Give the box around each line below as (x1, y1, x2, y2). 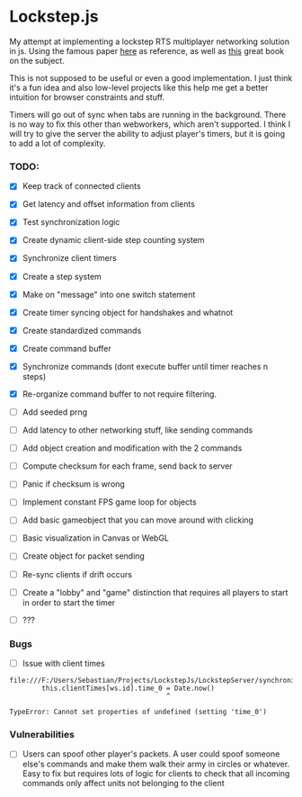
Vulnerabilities (9, 729, 75, 741)
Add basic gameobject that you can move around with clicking (22, 515, 254, 525)
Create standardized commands (22, 325, 142, 336)
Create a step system (22, 271, 102, 282)
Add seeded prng (22, 407, 88, 417)
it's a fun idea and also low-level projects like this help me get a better (9, 82, 269, 93)
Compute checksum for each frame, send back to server (22, 461, 233, 471)
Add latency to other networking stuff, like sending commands (22, 425, 253, 435)
